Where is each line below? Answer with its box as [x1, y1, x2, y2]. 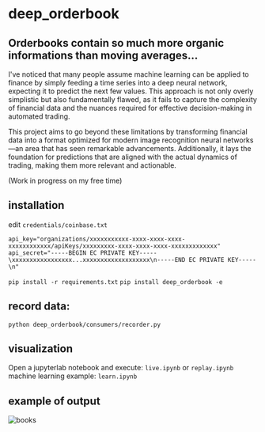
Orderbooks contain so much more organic [8, 36, 225, 50]
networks [222, 135, 254, 145]
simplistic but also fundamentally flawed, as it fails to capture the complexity [8, 95, 257, 104]
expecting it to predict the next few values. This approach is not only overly [8, 86, 254, 96]
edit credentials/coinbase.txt [8, 219, 108, 229]
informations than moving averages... [8, 48, 199, 62]
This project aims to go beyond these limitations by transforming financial [8, 127, 248, 136]
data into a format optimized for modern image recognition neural [8, 135, 221, 145]
